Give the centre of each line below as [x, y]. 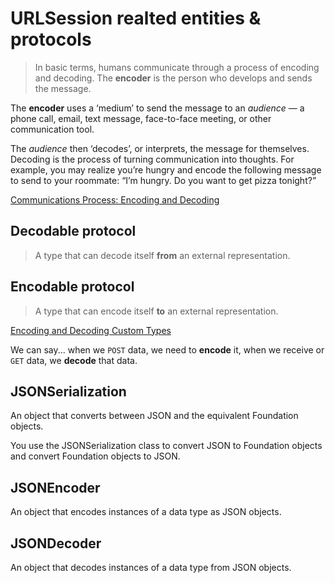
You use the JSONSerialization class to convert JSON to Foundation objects [166, 446]
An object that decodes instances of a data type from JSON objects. [151, 567]
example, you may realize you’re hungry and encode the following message [166, 169]
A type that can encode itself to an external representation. [156, 311]
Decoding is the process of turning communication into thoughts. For [152, 159]
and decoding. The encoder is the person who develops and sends [173, 78]
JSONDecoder [56, 543]
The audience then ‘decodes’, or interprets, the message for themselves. [160, 148]
